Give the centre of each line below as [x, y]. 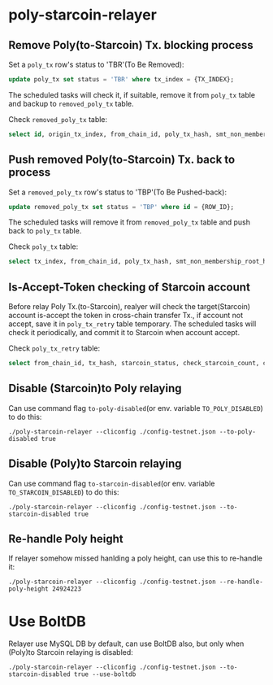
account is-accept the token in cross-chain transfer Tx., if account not [126, 316]
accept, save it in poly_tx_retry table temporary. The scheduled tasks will [132, 324]
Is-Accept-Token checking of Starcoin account [129, 287]
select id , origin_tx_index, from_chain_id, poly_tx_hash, [110, 134]
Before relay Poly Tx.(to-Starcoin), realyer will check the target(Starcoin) [129, 307]
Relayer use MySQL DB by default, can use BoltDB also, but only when [126, 644]
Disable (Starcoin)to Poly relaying [95, 388]
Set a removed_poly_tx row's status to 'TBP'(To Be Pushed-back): [118, 192]
